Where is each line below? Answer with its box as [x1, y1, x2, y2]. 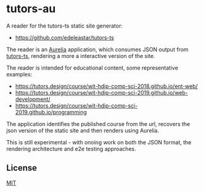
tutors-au [6, 2, 56, 16]
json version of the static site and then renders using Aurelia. [6, 127, 159, 134]
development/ [15, 95, 51, 103]
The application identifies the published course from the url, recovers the [6, 120, 191, 127]
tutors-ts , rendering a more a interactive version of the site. [6, 52, 156, 59]
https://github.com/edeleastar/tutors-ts [15, 34, 114, 41]
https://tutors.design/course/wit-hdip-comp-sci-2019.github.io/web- [15, 89, 188, 96]
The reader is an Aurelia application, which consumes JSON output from [6, 45, 189, 53]
